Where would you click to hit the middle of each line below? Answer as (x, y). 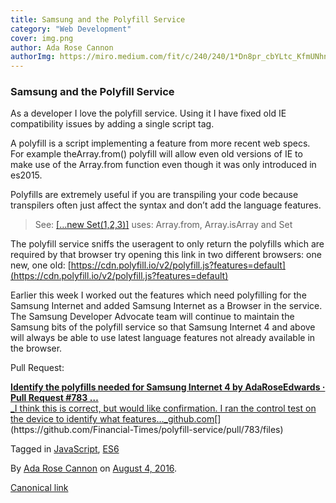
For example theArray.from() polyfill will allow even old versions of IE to (156, 154)
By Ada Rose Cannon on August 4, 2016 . (94, 468)
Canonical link (39, 488)
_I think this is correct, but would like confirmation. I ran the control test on (163, 408)
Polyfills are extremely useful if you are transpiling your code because (154, 195)
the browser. (36, 348)
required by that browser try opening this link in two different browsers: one (166, 255)
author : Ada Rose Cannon (62, 47)
